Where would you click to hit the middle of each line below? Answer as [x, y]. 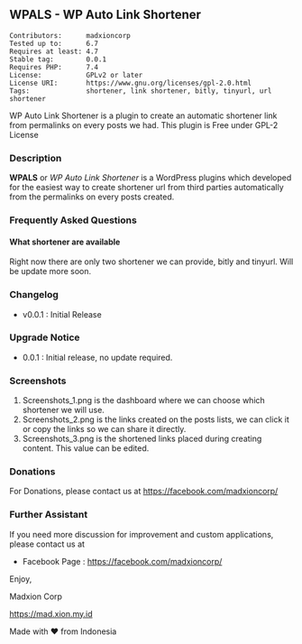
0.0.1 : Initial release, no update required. [97, 357]
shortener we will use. [64, 410]
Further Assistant [49, 515]
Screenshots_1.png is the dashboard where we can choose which [144, 400]
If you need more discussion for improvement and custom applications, [142, 534]
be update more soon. [50, 271]
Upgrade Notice [45, 337]
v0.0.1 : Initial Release [62, 314]
